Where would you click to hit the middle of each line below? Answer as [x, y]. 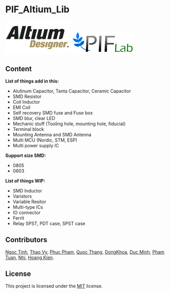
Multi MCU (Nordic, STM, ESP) [45, 140]
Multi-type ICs [28, 207]
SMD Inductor [27, 191]
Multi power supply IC [36, 146]
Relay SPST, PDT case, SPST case [49, 224]
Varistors [22, 197]
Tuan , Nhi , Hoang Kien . [30, 258]
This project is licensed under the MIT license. [54, 286]
